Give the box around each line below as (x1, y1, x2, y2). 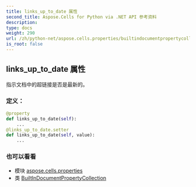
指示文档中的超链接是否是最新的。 (6, 81, 88, 88)
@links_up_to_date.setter (6, 127, 69, 133)
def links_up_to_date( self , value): (6, 132, 95, 138)
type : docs (6, 25, 33, 31)
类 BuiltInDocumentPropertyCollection (14, 174, 107, 181)
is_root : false (6, 41, 43, 47)
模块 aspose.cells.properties (14, 167, 83, 174)
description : (6, 19, 38, 25)
